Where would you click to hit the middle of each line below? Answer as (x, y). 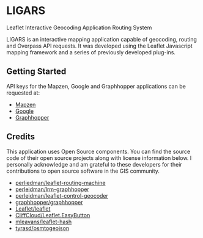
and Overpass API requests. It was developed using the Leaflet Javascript (99, 46)
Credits (21, 137)
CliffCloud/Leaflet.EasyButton (53, 215)
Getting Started (36, 72)
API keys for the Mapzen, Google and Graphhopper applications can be (96, 86)
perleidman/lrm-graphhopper (52, 189)
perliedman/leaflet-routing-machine (60, 182)
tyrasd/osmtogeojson (42, 228)
